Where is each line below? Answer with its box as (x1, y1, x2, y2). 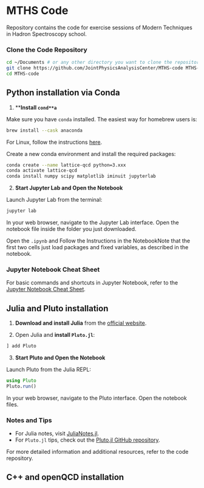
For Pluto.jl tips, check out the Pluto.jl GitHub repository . (15, 436, 160, 444)
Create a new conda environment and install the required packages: (6, 150, 176, 157)
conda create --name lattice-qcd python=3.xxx (6, 162, 126, 168)
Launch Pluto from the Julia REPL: (6, 366, 91, 373)
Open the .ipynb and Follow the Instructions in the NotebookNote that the (6, 237, 190, 244)
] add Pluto (6, 343, 36, 349)
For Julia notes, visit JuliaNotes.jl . (15, 430, 99, 437)
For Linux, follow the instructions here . (6, 138, 103, 146)
